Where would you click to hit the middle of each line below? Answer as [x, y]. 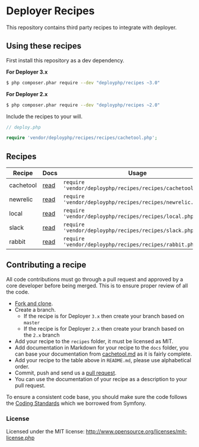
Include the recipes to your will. [44, 116]
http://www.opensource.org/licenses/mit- [137, 432]
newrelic [21, 199]
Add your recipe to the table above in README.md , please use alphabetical [103, 360]
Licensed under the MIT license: [45, 432]
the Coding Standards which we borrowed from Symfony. [76, 403]
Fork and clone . [34, 303]
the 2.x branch [42, 335]
